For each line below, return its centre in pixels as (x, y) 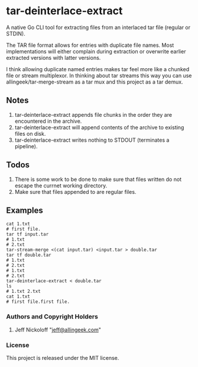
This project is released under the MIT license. (63, 358)
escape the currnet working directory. (61, 186)
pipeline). (26, 146)
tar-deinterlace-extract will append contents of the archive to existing (99, 127)
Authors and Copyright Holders (52, 317)
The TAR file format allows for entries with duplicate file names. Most (90, 45)
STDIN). (16, 33)
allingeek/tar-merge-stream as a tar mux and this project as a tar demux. (95, 82)
